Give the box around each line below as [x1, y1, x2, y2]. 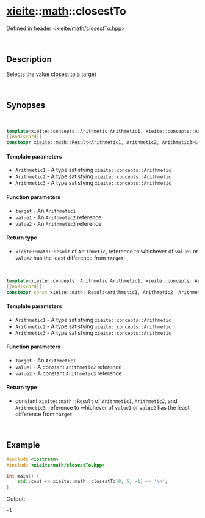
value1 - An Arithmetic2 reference [15, 213, 102, 221]
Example [6, 440, 40, 451]
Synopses [6, 100, 46, 111]
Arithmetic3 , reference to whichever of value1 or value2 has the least [15, 404, 190, 411]
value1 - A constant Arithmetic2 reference [15, 363, 122, 370]
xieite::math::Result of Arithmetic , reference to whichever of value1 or [15, 247, 198, 255]
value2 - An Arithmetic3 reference [15, 220, 102, 227]
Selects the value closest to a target [6, 70, 96, 78]
